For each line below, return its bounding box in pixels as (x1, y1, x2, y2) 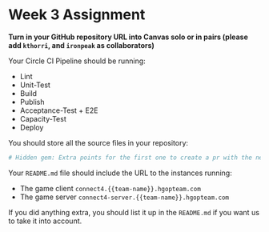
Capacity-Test (19, 114, 66, 123)
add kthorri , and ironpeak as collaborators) (8, 40, 155, 50)
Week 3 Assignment (8, 6, 146, 24)
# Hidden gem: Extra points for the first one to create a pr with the (8, 154, 252, 162)
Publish (19, 97, 46, 106)
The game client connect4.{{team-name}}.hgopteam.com (19, 183, 202, 193)
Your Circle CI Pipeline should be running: (8, 56, 146, 66)
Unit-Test (19, 80, 50, 90)
